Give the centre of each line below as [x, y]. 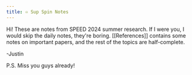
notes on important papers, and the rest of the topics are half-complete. [96, 42]
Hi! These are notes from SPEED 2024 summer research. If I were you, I [95, 29]
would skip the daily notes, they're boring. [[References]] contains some [96, 35]
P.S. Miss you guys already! [41, 65]
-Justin [15, 54]
